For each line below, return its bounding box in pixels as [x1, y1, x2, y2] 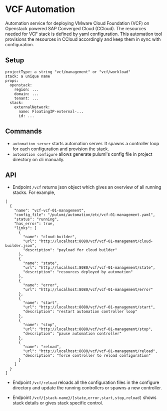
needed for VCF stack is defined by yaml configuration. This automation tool [5, 31, 162, 37]
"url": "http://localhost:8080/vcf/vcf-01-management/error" [23, 287, 153, 292]
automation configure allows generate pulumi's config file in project [12, 151, 152, 157]
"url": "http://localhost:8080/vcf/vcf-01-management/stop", [23, 327, 153, 332]
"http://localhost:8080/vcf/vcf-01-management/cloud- [38, 239, 153, 244]
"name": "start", [23, 300, 59, 305]
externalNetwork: [14, 105, 50, 110]
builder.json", [5, 243, 37, 248]
